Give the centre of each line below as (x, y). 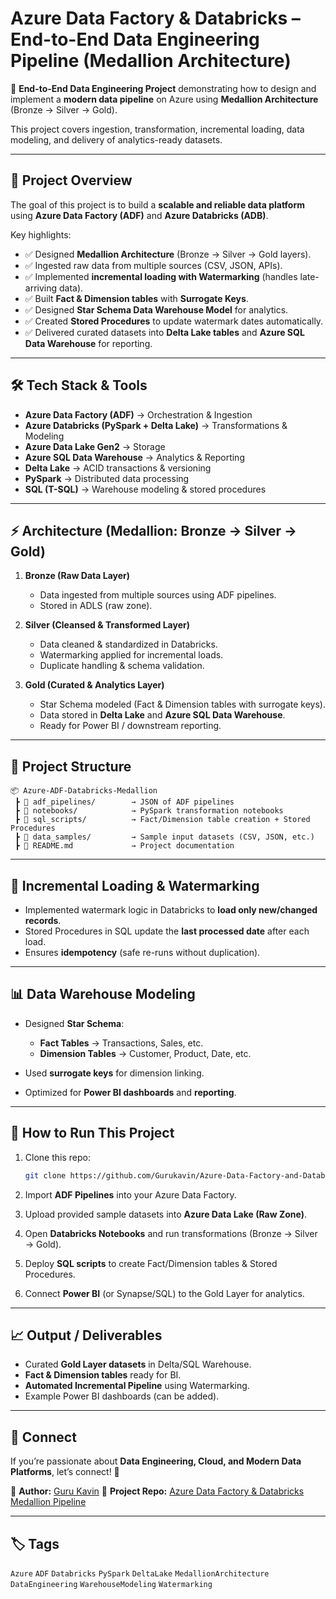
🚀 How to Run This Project (92, 1133)
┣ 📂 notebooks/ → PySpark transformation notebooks (149, 811)
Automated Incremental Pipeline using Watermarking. (137, 1386)
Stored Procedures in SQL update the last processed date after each (167, 931)
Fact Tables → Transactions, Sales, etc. (121, 1043)
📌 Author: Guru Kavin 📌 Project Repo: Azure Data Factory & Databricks (157, 1491)
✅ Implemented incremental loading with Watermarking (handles (161, 276)
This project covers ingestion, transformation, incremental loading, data (157, 129)
